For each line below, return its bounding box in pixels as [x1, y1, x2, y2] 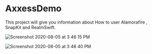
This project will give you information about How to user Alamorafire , [5, 19, 148, 25]
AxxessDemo [5, 3, 62, 14]
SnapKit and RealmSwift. [5, 24, 56, 30]
